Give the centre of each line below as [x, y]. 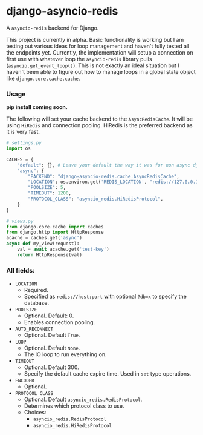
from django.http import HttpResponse [55, 232]
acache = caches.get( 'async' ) [44, 238]
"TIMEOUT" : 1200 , [50, 193]
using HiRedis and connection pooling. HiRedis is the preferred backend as [99, 125]
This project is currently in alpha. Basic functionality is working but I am [95, 39]
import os [19, 149]
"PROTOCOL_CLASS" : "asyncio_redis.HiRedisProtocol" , [96, 199]
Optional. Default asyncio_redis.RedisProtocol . [83, 400]
